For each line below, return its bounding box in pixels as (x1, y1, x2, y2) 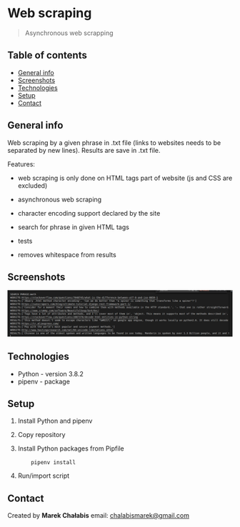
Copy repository (17, 431, 66, 439)
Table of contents (7, 49, 87, 61)
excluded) (17, 181, 48, 190)
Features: (7, 159, 36, 169)
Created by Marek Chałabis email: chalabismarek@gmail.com (7, 511, 189, 520)
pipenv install (31, 459, 76, 466)
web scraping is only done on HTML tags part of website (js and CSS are (17, 174, 233, 182)
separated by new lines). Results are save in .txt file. (7, 146, 161, 154)
